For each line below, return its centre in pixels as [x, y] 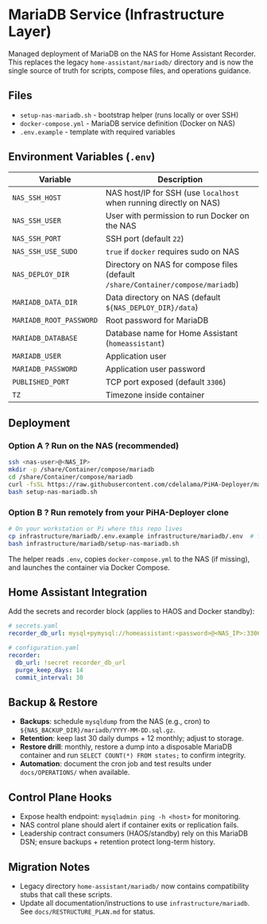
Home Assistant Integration [78, 592]
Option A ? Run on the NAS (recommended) [94, 445]
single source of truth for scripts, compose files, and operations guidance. [130, 70]
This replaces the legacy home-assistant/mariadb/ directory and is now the [131, 62]
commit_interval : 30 [49, 677]
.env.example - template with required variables [97, 131]
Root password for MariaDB [157, 320]
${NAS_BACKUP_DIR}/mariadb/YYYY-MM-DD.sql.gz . [97, 730]
